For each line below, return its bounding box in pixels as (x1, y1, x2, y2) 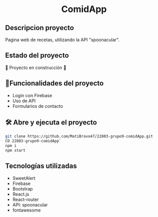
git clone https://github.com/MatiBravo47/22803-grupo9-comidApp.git (5, 134, 153, 139)
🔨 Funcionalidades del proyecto (5, 79, 104, 88)
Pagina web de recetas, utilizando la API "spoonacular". (5, 37, 120, 43)
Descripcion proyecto (5, 24, 74, 32)
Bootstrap (12, 185, 33, 191)
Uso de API (12, 98, 36, 104)
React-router (12, 196, 39, 202)
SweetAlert (12, 175, 36, 181)
